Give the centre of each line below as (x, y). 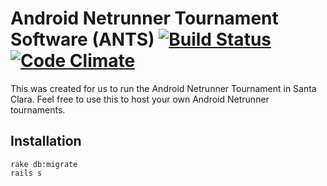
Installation (46, 141)
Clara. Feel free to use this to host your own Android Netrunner (140, 99)
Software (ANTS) (82, 39)
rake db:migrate (44, 164)
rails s (26, 173)
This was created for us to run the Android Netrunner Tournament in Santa (163, 88)
